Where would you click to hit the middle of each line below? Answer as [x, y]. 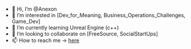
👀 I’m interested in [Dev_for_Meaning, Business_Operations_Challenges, [98, 15]
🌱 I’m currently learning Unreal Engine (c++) [65, 27]
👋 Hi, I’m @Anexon [34, 9]
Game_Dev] [26, 21]
